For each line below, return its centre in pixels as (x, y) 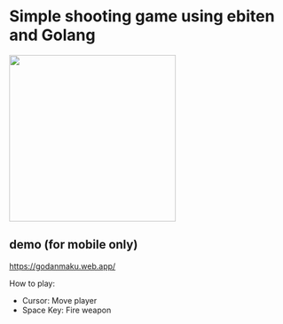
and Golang (52, 35)
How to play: (32, 283)
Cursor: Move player (59, 300)
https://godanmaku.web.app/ (63, 266)
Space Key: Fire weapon (67, 310)
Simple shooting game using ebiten (142, 16)
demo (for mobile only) (74, 245)
